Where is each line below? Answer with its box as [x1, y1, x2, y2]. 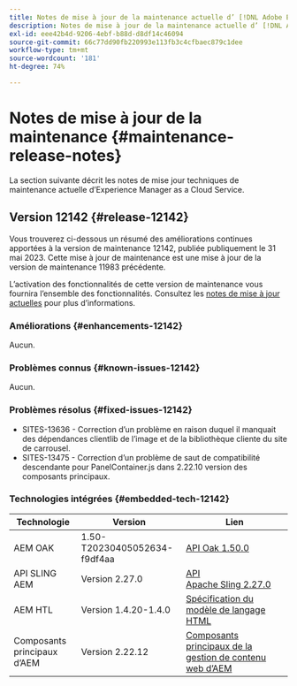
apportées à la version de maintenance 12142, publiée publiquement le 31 [9, 242, 277, 253]
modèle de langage [185, 603, 266, 615]
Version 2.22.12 [80, 645, 148, 658]
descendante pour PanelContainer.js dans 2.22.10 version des [21, 461, 247, 472]
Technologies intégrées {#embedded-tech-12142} [9, 492, 230, 505]
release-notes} [9, 146, 122, 166]
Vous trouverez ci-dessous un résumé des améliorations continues [9, 233, 254, 244]
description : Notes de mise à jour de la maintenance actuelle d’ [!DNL [9, 21, 283, 30]
